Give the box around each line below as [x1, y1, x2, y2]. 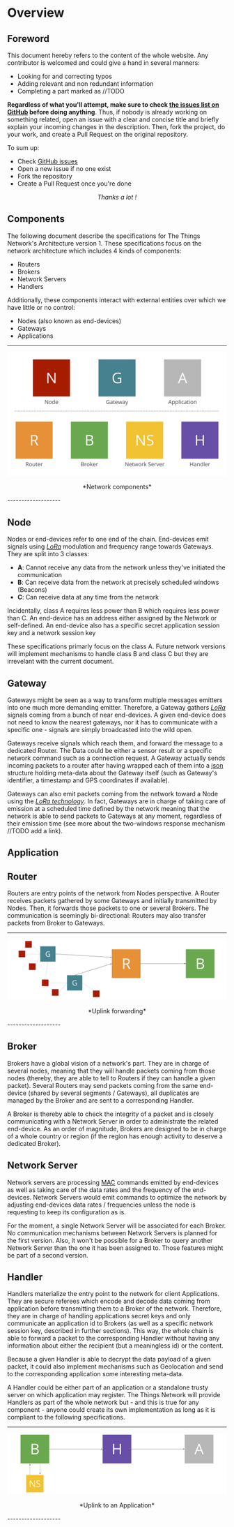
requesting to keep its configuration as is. [7, 1207, 127, 1216]
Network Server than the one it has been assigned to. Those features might [7, 1244, 224, 1252]
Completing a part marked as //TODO [17, 87, 125, 95]
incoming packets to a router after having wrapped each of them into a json [7, 761, 224, 769]
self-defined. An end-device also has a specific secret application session [7, 621, 220, 630]
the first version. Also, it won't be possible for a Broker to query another [7, 1236, 213, 1244]
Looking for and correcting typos [17, 72, 113, 80]
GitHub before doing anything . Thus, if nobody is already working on [7, 108, 208, 116]
